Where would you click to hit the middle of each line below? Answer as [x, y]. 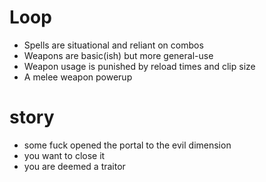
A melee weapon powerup [78, 77]
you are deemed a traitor [74, 166]
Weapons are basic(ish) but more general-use [118, 55]
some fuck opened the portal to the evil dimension [127, 145]
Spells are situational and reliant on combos [113, 45]
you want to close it [64, 155]
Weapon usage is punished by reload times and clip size [139, 66]
